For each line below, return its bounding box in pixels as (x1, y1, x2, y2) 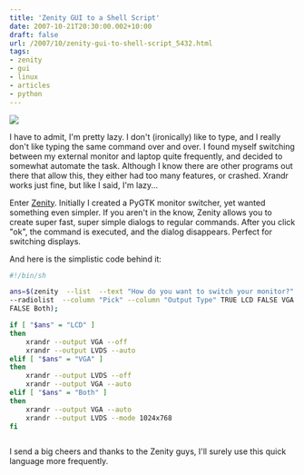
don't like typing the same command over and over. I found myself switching (9, 141, 295, 152)
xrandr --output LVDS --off (25, 371, 132, 381)
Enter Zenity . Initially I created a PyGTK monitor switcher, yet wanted (9, 197, 266, 208)
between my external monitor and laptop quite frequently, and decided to (9, 151, 283, 162)
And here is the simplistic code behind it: (9, 253, 162, 264)
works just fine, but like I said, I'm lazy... (9, 179, 159, 191)
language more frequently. (9, 456, 109, 467)
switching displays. (9, 235, 82, 246)
